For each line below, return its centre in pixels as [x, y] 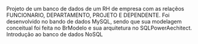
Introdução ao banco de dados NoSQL [55, 34]
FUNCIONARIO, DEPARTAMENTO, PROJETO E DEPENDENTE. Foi [88, 15]
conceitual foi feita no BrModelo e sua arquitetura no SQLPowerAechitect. [99, 28]
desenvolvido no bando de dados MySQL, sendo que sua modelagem [94, 21]
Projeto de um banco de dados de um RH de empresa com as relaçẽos [95, 9]
